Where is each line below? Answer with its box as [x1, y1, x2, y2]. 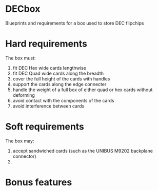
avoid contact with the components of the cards [12, 97, 114, 103]
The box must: [5, 55, 36, 61]
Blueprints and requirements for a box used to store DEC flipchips [5, 20, 144, 26]
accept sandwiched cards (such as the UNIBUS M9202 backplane [12, 147, 153, 154]
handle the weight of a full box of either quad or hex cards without [12, 87, 153, 93]
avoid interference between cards [12, 103, 85, 109]
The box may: [5, 138, 34, 144]
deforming [12, 92, 35, 98]
